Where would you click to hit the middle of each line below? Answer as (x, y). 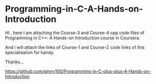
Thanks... (14, 62)
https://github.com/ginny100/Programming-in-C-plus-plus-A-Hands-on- (78, 71)
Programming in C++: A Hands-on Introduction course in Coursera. (73, 38)
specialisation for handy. (30, 52)
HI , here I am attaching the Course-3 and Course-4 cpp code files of (75, 33)
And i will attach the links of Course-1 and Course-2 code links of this (75, 47)
